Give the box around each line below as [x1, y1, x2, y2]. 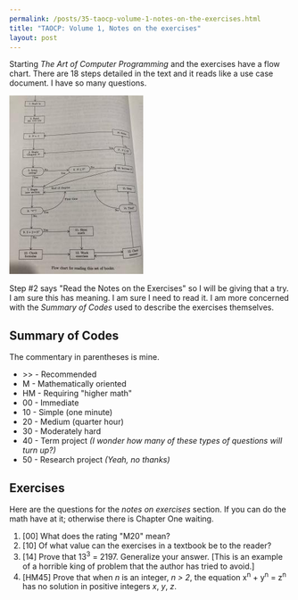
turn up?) [21, 445, 56, 455]
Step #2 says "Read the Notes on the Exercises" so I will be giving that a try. [9, 283, 289, 294]
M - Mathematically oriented [21, 379, 127, 389]
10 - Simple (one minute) [21, 407, 113, 418]
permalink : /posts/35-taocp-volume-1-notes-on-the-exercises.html [9, 14, 261, 23]
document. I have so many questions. [9, 78, 147, 88]
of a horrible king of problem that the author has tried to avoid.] [21, 561, 255, 571]
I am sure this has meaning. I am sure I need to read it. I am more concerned [9, 293, 290, 304]
